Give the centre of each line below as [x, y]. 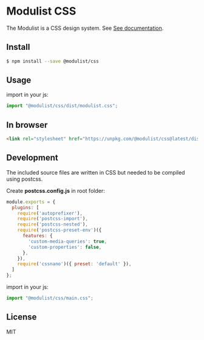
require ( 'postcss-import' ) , [53, 219]
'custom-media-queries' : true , [68, 241]
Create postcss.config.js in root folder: [56, 190]
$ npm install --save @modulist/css [53, 61]
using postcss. [25, 179]
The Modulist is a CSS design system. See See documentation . [85, 28]
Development [32, 158]
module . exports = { [31, 202]
